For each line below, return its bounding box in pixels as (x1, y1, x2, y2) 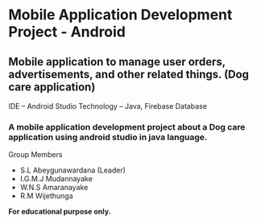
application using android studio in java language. (8, 131, 208, 143)
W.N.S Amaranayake (19, 183, 89, 193)
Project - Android (8, 23, 126, 41)
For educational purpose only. (8, 207, 111, 217)
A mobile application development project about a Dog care (8, 121, 246, 132)
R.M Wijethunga (19, 191, 74, 201)
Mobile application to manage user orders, (8, 55, 226, 68)
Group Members (8, 150, 63, 160)
